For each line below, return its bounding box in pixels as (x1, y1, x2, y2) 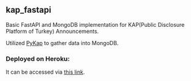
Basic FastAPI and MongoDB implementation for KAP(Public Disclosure (6, 21, 185, 28)
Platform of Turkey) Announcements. (6, 27, 99, 35)
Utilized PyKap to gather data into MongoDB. (6, 39, 119, 46)
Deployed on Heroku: (6, 54, 70, 63)
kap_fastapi (6, 5, 51, 15)
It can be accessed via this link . (6, 68, 85, 76)
